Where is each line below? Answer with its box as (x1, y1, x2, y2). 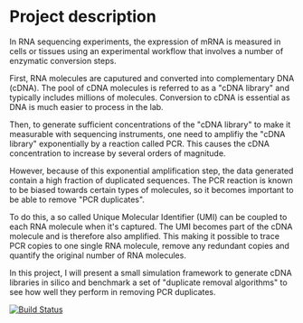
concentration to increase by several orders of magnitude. (9, 147, 226, 159)
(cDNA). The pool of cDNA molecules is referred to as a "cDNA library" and (9, 82, 289, 93)
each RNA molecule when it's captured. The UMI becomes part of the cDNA (9, 221, 293, 232)
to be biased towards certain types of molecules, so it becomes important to (9, 184, 294, 195)
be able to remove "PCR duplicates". (9, 194, 145, 205)
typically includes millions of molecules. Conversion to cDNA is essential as (9, 92, 291, 103)
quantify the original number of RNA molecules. (9, 250, 187, 261)
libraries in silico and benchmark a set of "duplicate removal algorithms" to (9, 277, 288, 288)
